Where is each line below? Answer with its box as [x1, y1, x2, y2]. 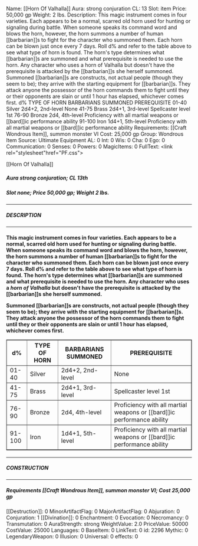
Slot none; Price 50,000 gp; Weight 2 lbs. [6, 189, 110, 196]
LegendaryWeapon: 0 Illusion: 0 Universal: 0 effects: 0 [6, 533, 138, 540]
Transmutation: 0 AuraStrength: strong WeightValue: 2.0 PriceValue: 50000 [6, 521, 189, 528]
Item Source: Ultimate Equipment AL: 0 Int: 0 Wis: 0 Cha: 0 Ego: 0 [6, 137, 165, 143]
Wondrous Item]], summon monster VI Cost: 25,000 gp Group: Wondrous [6, 130, 184, 138]
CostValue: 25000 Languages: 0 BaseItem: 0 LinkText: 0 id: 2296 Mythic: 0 [6, 527, 189, 534]
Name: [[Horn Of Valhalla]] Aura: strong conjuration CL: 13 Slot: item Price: [6, 5, 187, 12]
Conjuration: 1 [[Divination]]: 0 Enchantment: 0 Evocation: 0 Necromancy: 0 [6, 514, 189, 521]
